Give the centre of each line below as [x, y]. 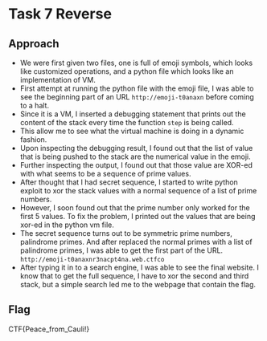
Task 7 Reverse [60, 14]
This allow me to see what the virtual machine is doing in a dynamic [132, 131]
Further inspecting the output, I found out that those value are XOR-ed [136, 165]
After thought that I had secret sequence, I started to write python [129, 182]
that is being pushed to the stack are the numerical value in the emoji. [135, 156]
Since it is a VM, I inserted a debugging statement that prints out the [133, 114]
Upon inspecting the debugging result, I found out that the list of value [136, 148]
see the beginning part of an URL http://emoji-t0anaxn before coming [137, 97]
